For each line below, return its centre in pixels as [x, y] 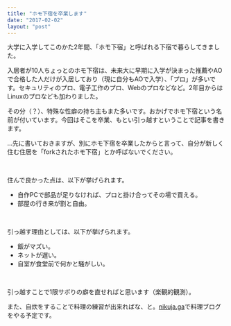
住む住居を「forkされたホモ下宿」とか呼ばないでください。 [92, 152]
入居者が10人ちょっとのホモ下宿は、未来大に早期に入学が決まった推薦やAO [115, 71]
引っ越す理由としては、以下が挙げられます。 [70, 232]
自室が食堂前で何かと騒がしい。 [63, 264]
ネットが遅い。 [38, 255]
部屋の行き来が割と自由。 [54, 204]
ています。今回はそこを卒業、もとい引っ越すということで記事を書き [128, 120]
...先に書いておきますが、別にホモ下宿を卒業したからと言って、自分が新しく [115, 144]
